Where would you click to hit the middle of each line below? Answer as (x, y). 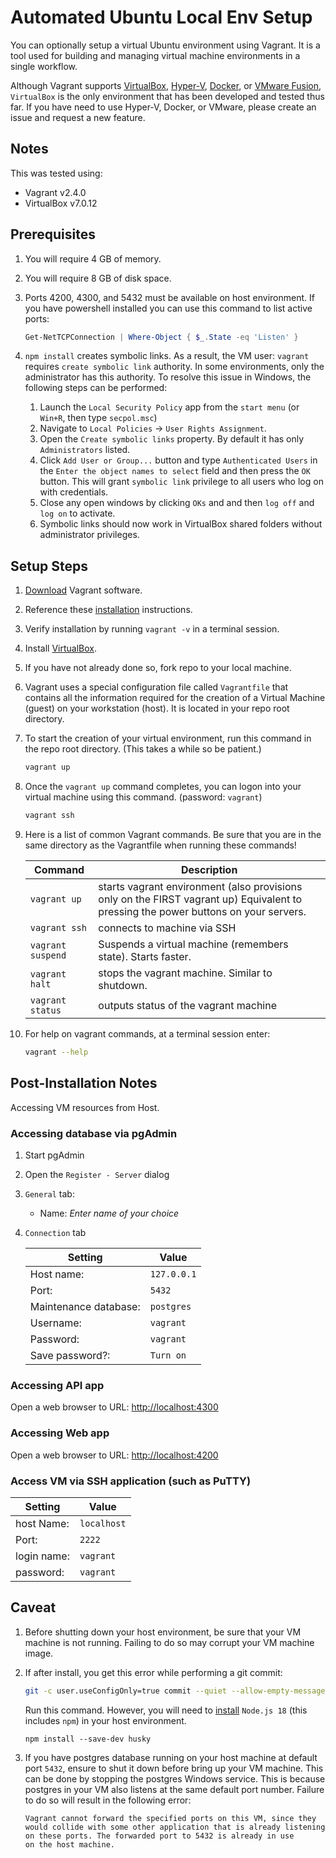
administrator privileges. (89, 535)
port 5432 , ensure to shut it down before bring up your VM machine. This (174, 1768)
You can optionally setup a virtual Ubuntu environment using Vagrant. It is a (165, 45)
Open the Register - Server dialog (97, 1174)
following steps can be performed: (96, 388)
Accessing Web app (60, 1433)
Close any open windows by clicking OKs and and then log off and (177, 503)
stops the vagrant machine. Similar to (185, 973)
